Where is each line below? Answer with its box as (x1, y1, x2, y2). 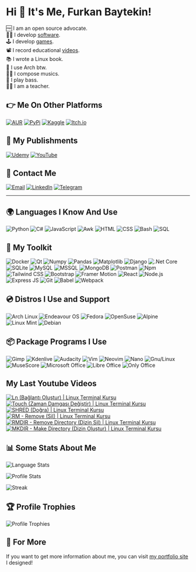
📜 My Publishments (6, 136, 78, 146)
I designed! (6, 559, 33, 566)
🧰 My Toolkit (6, 243, 52, 253)
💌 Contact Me (6, 168, 57, 178)
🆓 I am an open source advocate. (6, 25, 87, 32)
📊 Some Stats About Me (6, 442, 96, 453)
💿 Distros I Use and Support (6, 294, 110, 304)
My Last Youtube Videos (6, 379, 97, 389)
